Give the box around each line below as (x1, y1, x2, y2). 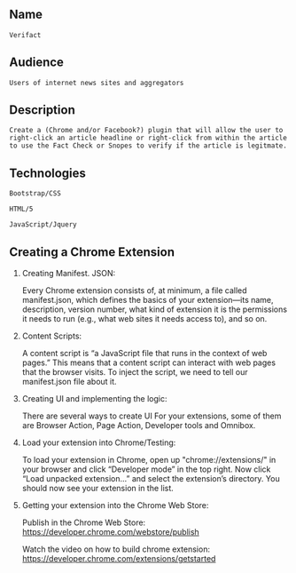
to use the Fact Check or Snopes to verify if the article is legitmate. (9, 141, 288, 150)
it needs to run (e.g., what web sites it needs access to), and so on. (21, 314, 268, 324)
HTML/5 (9, 204, 34, 214)
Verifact (9, 30, 42, 39)
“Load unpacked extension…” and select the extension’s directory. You (21, 474, 281, 484)
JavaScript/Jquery (9, 220, 77, 229)
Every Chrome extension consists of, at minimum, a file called (21, 285, 247, 296)
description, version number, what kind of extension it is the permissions (21, 304, 288, 314)
